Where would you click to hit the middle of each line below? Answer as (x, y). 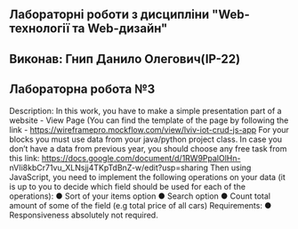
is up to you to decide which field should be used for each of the (128, 186)
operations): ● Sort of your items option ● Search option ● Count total (140, 196)
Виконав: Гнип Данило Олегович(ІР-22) (125, 58)
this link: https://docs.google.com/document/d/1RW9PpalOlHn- (125, 158)
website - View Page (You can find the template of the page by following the (149, 120)
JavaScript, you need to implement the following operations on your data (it (148, 176)
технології (40, 29)
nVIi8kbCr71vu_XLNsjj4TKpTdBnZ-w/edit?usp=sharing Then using (130, 168)
